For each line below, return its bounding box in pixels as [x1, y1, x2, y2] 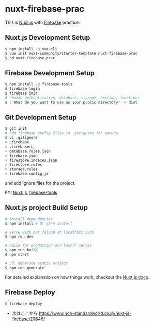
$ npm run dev [5, 234, 34, 239]
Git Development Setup [5, 113, 77, 121]
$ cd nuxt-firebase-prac [5, 55, 55, 60]
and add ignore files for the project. [5, 180, 76, 186]
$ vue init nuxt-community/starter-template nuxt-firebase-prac [5, 51, 138, 56]
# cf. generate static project [5, 261, 68, 266]
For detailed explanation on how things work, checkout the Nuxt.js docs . [5, 274, 150, 280]
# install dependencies [5, 216, 53, 222]
